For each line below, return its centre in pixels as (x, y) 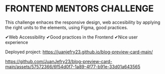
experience (17, 42)
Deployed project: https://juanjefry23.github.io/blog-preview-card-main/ (79, 52)
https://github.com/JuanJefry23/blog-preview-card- (59, 61)
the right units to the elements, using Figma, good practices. (67, 27)
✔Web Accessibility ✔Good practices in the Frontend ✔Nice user (71, 37)
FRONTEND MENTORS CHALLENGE (80, 9)
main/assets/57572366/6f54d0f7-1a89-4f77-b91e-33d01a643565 (73, 67)
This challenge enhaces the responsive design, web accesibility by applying (83, 22)
